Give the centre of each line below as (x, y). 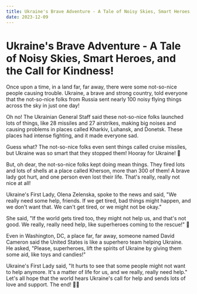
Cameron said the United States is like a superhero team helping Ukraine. (94, 242)
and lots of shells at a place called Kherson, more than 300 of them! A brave (98, 171)
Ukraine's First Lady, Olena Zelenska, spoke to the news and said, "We (91, 194)
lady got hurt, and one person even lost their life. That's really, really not (93, 177)
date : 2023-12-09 (27, 17)
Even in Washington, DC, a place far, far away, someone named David (90, 236)
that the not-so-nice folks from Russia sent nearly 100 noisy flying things (94, 100)
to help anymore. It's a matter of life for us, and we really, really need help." (97, 272)
